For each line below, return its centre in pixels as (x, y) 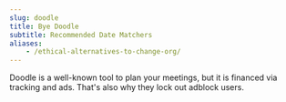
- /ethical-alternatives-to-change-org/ (103, 52)
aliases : (26, 43)
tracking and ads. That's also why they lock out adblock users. (127, 87)
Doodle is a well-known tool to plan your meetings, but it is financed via (143, 77)
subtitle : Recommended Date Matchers (81, 35)
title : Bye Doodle (44, 26)
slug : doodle (34, 18)
